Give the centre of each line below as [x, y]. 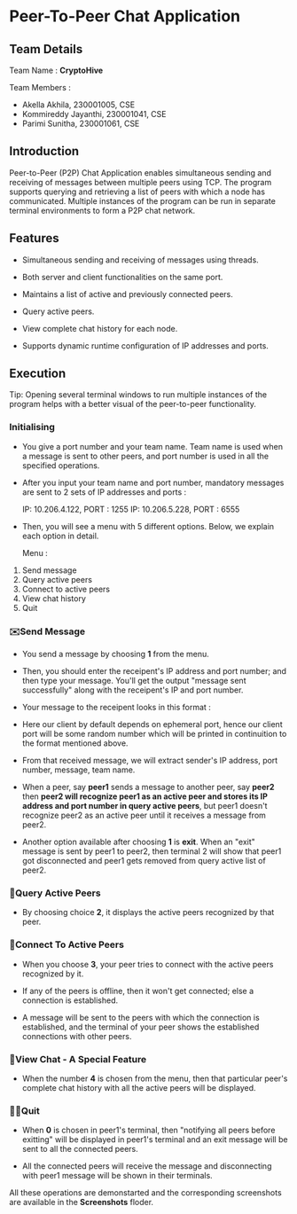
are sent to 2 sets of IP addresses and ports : [104, 492]
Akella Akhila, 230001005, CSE [78, 105]
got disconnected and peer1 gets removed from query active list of [144, 861]
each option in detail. [60, 536]
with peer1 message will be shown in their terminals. [117, 1176]
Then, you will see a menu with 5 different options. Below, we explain [148, 526]
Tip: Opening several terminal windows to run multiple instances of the [138, 395]
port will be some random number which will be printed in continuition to [154, 734]
